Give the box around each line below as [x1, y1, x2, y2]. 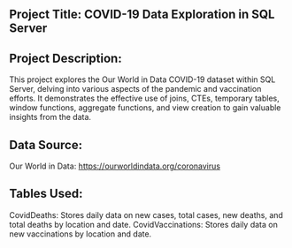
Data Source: [9, 137, 82, 153]
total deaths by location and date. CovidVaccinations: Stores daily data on [9, 219, 279, 229]
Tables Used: [9, 186, 83, 201]
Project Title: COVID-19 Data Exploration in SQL [9, 7, 275, 22]
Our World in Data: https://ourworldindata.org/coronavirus [9, 161, 221, 171]
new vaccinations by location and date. [9, 229, 152, 239]
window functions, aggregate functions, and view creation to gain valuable [9, 102, 281, 113]
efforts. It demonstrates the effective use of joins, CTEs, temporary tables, [9, 93, 280, 104]
